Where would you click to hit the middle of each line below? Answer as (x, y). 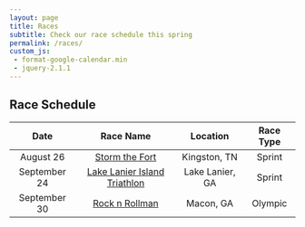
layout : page (34, 18)
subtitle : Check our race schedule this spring (101, 34)
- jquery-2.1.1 (42, 69)
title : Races (34, 26)
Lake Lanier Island (126, 171)
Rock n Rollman (125, 203)
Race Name (126, 136)
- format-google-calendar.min (70, 60)
